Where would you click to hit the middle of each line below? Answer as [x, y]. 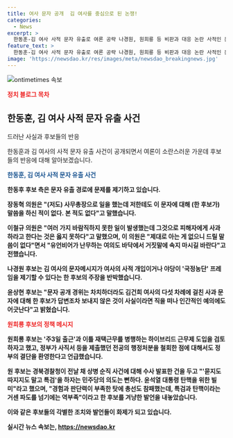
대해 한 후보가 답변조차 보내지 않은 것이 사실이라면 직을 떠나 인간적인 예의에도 [123, 300]
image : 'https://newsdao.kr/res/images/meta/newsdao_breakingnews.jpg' [113, 59]
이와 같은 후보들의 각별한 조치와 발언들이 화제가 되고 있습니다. [89, 412]
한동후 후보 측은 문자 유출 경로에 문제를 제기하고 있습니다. [84, 189]
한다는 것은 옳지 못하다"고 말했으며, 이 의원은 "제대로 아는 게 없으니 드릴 [121, 236]
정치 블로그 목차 [28, 94]
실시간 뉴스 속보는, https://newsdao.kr [61, 427]
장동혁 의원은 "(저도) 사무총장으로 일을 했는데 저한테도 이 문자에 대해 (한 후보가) [114, 204]
